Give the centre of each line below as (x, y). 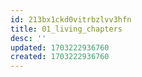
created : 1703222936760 (60, 57)
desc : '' (28, 38)
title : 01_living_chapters (66, 29)
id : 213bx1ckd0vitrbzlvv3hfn (71, 19)
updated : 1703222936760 (60, 47)
